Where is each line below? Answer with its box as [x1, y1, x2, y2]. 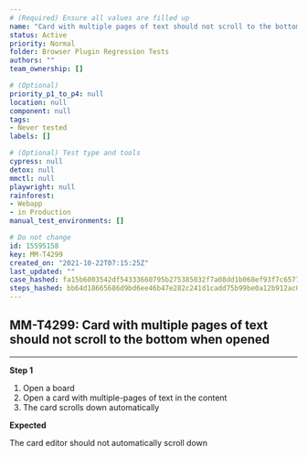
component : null [9, 106, 71, 115]
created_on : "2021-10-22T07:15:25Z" [9, 258, 149, 268]
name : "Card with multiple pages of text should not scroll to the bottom [9, 22, 301, 31]
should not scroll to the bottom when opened [9, 332, 270, 347]
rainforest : [9, 191, 55, 200]
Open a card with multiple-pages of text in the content [22, 392, 228, 403]
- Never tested [9, 123, 68, 133]
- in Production [9, 207, 71, 218]
